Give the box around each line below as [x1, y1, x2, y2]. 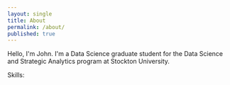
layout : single [7, 10, 53, 18]
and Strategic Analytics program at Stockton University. [7, 57, 170, 66]
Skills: [7, 71, 25, 79]
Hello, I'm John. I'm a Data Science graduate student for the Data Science [7, 50, 224, 58]
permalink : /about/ [7, 23, 65, 30]
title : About [7, 17, 46, 24]
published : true [7, 30, 55, 38]
